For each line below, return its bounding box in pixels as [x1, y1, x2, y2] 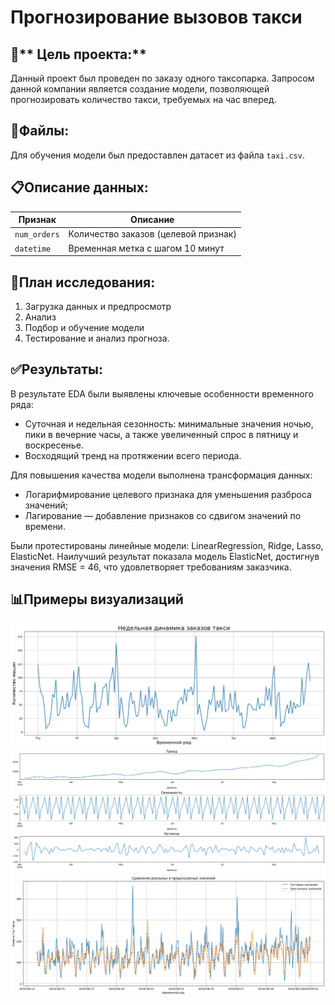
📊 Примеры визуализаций [10, 591, 184, 608]
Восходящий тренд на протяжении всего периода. [24, 449, 242, 461]
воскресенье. [24, 439, 84, 451]
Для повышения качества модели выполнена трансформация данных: [10, 469, 313, 481]
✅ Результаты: [10, 361, 103, 378]
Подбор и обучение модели [24, 321, 145, 333]
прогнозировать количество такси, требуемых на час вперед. [10, 94, 277, 105]
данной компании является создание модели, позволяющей [10, 83, 270, 95]
